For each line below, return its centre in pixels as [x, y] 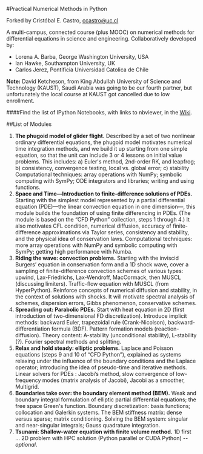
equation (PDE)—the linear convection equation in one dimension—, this [105, 206]
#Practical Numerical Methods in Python [57, 9]
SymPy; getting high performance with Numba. [74, 252]
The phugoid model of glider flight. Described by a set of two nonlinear [105, 136]
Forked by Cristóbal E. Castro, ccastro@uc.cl [62, 20]
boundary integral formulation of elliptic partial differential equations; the [106, 400]
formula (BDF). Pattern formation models [102, 329]
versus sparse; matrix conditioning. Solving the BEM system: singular [101, 419]
